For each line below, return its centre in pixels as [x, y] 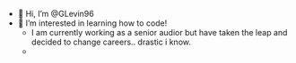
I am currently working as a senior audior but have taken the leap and [159, 32]
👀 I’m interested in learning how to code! [92, 23]
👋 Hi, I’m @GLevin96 [56, 14]
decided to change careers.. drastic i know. [111, 42]
